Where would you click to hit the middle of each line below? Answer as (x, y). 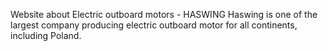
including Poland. (46, 35)
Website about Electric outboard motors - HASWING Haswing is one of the (164, 14)
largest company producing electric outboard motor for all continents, (154, 25)
